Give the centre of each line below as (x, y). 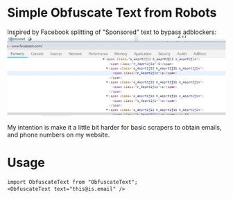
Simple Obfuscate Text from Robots (112, 13)
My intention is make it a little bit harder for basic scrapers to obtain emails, (114, 127)
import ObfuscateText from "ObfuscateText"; (72, 182)
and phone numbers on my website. (59, 135)
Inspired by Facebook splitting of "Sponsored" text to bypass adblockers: (112, 32)
